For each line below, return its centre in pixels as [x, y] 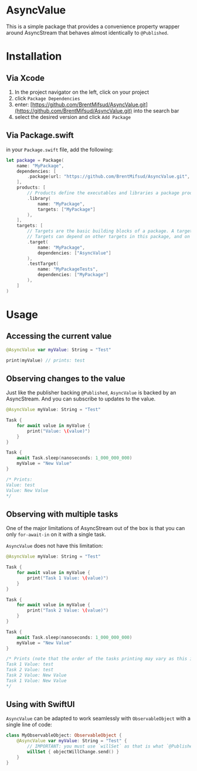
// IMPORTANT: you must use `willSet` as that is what [96, 746]
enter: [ [23, 104]
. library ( [39, 198]
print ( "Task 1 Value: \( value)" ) [68, 578]
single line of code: [29, 725]
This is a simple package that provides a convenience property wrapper [93, 26]
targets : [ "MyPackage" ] [66, 209]
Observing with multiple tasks [62, 514]
